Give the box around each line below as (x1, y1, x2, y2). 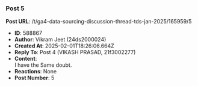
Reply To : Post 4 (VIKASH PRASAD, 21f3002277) (14, 49, 136, 56)
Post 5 (5, 4, 25, 13)
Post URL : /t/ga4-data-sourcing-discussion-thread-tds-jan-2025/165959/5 (5, 18, 192, 25)
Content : (14, 55, 37, 63)
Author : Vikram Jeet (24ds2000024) (14, 36, 107, 43)
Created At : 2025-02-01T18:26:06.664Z (14, 42, 115, 49)
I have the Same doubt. (14, 61, 72, 69)
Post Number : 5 (14, 74, 55, 82)
